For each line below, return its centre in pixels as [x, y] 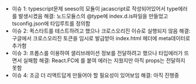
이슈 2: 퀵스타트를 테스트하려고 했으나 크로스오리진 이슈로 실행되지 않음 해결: [101, 31]
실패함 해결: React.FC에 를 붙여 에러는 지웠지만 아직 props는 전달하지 [104, 60]
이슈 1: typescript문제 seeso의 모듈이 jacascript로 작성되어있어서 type [95, 9]
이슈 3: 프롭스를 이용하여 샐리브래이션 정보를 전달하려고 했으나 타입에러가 [97, 53]
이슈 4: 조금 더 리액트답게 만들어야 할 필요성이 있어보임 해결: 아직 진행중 [95, 75]
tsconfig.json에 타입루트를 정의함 [51, 23]
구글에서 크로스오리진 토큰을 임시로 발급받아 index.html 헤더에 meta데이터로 [101, 38]
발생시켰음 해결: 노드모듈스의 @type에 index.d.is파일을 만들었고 [93, 16]
